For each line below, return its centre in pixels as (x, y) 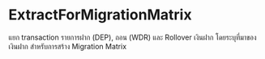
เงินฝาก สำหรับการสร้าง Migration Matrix (68, 46)
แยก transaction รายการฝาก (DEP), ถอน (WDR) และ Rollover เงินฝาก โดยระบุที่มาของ (132, 37)
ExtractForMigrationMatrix (100, 15)
